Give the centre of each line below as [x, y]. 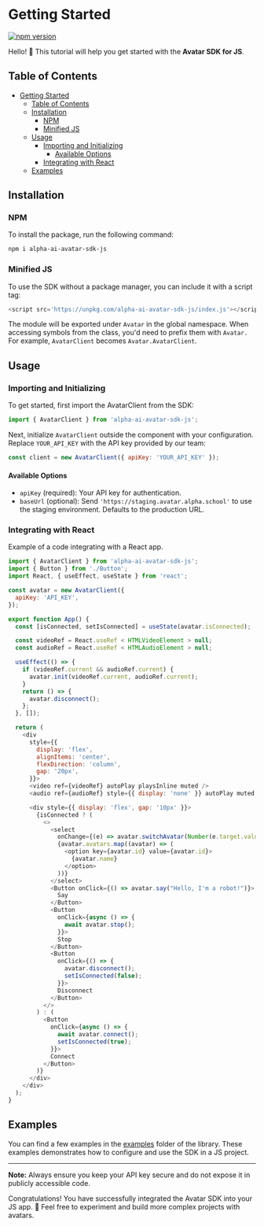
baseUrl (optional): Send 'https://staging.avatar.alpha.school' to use [136, 501]
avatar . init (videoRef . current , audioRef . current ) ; [114, 677]
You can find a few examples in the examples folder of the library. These [125, 1143]
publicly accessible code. [49, 1183]
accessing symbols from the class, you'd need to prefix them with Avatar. [128, 333]
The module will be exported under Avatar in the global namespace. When [128, 324]
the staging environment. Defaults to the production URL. [112, 510]
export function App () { [49, 619]
